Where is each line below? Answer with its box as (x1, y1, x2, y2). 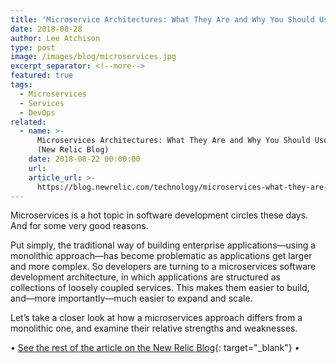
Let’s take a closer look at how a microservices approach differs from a (10, 312, 303, 324)
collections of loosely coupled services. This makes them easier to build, (10, 282, 310, 294)
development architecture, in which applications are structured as (10, 271, 282, 283)
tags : (10, 80, 33, 90)
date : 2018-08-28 (10, 24, 83, 34)
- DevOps (19, 107, 56, 118)
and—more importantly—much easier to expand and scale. (10, 292, 253, 305)
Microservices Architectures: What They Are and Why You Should (36, 136, 311, 146)
